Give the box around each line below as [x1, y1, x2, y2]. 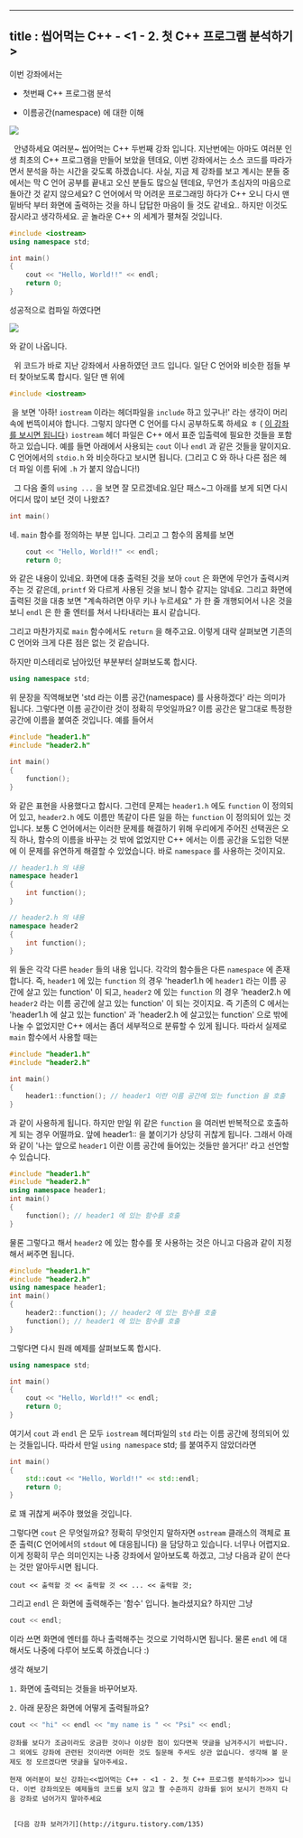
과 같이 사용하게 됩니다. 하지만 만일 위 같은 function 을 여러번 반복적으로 [9, 1117, 265, 1128]
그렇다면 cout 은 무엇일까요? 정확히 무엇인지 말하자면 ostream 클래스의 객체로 [9, 1527, 282, 1538]
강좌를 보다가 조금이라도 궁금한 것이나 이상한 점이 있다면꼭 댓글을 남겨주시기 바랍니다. [9, 1739, 289, 1748]
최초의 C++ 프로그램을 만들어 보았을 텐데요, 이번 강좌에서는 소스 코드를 [18, 154, 269, 165]
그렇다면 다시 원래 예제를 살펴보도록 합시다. [9, 1342, 161, 1353]
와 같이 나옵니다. [9, 341, 68, 351]
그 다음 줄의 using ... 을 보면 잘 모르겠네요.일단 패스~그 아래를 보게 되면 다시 [13, 482, 289, 493]
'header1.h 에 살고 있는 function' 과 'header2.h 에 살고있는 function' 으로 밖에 [9, 1009, 289, 1021]
